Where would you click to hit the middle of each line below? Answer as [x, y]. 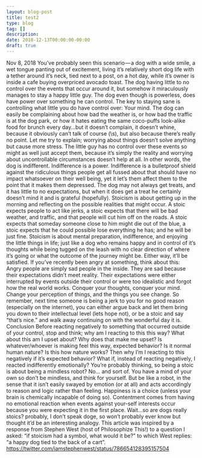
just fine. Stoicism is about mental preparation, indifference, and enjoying [97, 236]
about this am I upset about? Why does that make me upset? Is [84, 339]
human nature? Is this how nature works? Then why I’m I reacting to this [96, 352]
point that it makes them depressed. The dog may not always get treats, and [101, 185]
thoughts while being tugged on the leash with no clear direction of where [98, 249]
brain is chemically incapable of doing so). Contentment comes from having [100, 397]
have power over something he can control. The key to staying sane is [93, 101]
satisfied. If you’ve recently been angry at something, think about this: [93, 262]
